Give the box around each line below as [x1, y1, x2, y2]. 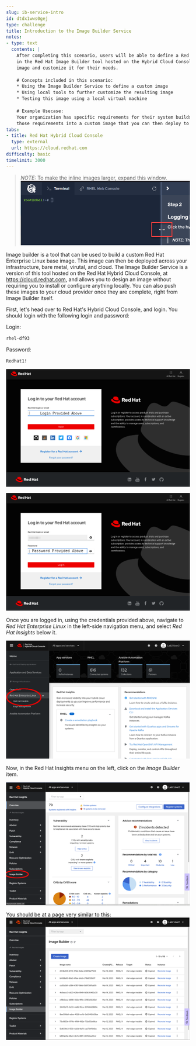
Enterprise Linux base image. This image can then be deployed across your [6, 257, 188, 264]
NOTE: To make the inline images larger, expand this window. [20, 174, 167, 181]
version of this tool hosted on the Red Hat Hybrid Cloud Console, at [6, 270, 168, 277]
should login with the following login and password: [6, 312, 129, 319]
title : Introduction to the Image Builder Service [6, 28, 132, 34]
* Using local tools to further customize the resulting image [16, 89, 174, 96]
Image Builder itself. [6, 294, 54, 301]
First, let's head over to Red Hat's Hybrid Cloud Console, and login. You [6, 306, 178, 313]
